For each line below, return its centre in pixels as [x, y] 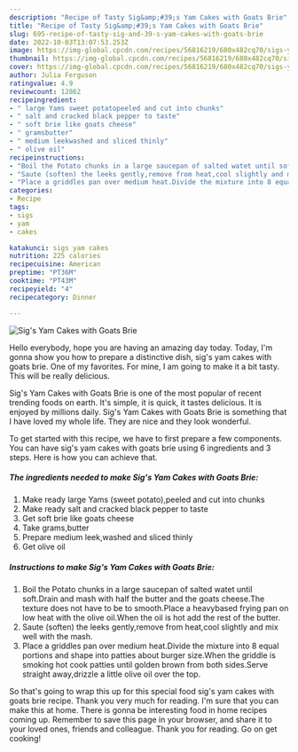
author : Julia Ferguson [53, 75]
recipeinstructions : [47, 157]
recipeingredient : [43, 100]
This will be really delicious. [60, 376]
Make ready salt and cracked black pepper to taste [115, 509]
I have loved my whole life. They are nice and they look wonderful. [130, 421]
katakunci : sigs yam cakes [59, 248]
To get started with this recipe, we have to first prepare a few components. [145, 438]
